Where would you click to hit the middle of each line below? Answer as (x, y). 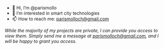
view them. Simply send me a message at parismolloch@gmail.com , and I (82, 36)
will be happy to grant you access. (41, 41)
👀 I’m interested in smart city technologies (56, 13)
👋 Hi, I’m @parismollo (34, 8)
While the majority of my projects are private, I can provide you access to (81, 31)
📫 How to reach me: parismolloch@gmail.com (60, 19)
